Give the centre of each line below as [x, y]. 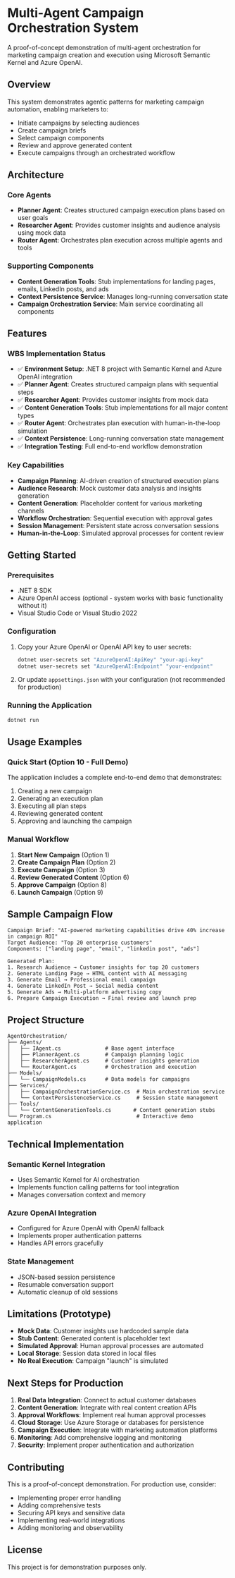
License [25, 1550]
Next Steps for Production [65, 1383]
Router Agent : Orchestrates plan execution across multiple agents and [120, 240]
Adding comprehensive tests [59, 1505]
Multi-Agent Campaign [76, 13]
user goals [33, 218]
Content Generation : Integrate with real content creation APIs [107, 1407]
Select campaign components [61, 137]
